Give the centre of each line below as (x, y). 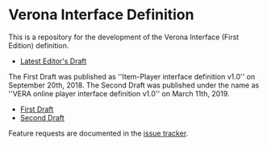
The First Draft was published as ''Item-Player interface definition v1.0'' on (132, 76)
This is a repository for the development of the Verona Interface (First (124, 37)
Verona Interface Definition (101, 15)
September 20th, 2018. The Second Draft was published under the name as (134, 85)
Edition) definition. (39, 45)
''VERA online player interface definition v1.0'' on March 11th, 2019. (119, 93)
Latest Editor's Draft (53, 61)
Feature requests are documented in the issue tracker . (98, 133)
